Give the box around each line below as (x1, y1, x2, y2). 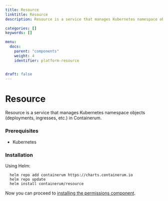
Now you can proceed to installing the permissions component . (5, 190, 136, 196)
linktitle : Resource (5, 12, 48, 17)
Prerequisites (5, 127, 38, 134)
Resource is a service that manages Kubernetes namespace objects (5, 110, 145, 116)
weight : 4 (14, 53, 35, 58)
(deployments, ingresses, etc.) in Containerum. (5, 115, 102, 121)
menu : (5, 40, 16, 45)
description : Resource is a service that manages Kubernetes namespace (5, 17, 157, 22)
